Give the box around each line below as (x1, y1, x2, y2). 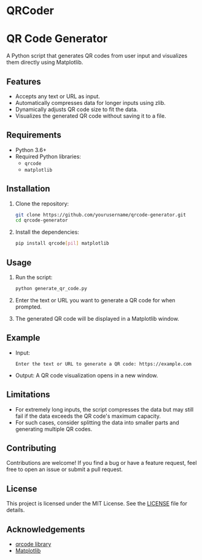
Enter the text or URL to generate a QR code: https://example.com (15, 361, 192, 367)
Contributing (6, 443, 56, 453)
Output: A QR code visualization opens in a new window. (15, 372, 158, 379)
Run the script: (15, 274, 53, 281)
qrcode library (15, 540, 52, 548)
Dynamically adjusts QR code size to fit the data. (15, 105, 138, 113)
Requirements (6, 130, 61, 140)
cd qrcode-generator (15, 217, 68, 224)
